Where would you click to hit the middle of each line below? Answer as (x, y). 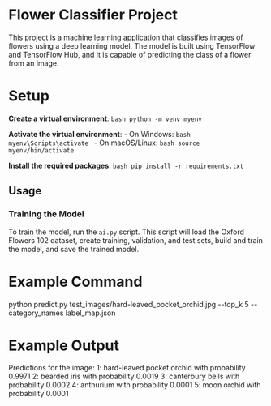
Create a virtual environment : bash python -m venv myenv (105, 118)
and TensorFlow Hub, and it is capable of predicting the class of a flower (130, 54)
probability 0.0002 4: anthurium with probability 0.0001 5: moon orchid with (135, 385)
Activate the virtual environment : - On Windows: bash (99, 134)
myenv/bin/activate (41, 150)
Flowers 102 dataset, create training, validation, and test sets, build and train (136, 240)
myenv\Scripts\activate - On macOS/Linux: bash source (104, 143)
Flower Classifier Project (93, 15)
